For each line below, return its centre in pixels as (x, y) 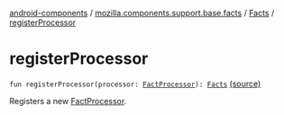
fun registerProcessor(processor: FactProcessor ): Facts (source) (135, 84)
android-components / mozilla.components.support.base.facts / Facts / (142, 13)
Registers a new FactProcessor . (68, 101)
